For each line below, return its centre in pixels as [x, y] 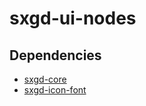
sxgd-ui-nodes [73, 18]
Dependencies [55, 55]
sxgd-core [45, 79]
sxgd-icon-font [55, 90]
